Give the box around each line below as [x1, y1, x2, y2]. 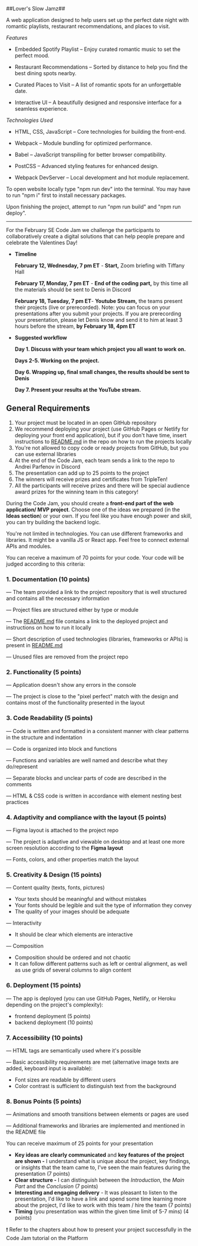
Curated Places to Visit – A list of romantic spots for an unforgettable [14, 81, 181, 88]
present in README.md [6, 642, 63, 649]
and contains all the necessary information [6, 595, 110, 602]
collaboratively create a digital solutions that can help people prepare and [6, 233, 185, 240]
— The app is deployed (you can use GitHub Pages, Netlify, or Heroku [6, 995, 176, 1002]
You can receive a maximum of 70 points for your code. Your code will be [6, 554, 184, 561]
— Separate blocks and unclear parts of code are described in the [6, 774, 167, 782]
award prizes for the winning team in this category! [14, 488, 138, 495]
